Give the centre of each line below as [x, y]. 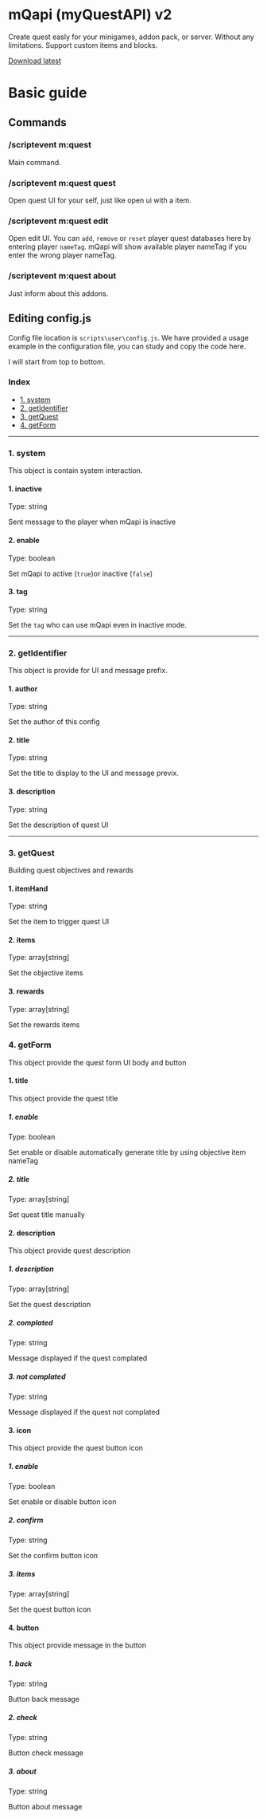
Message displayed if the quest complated [78, 1358]
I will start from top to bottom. [57, 361]
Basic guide [48, 93]
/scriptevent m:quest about [62, 276]
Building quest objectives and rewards [71, 870]
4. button [24, 1628]
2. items [22, 939]
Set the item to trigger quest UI [59, 922]
